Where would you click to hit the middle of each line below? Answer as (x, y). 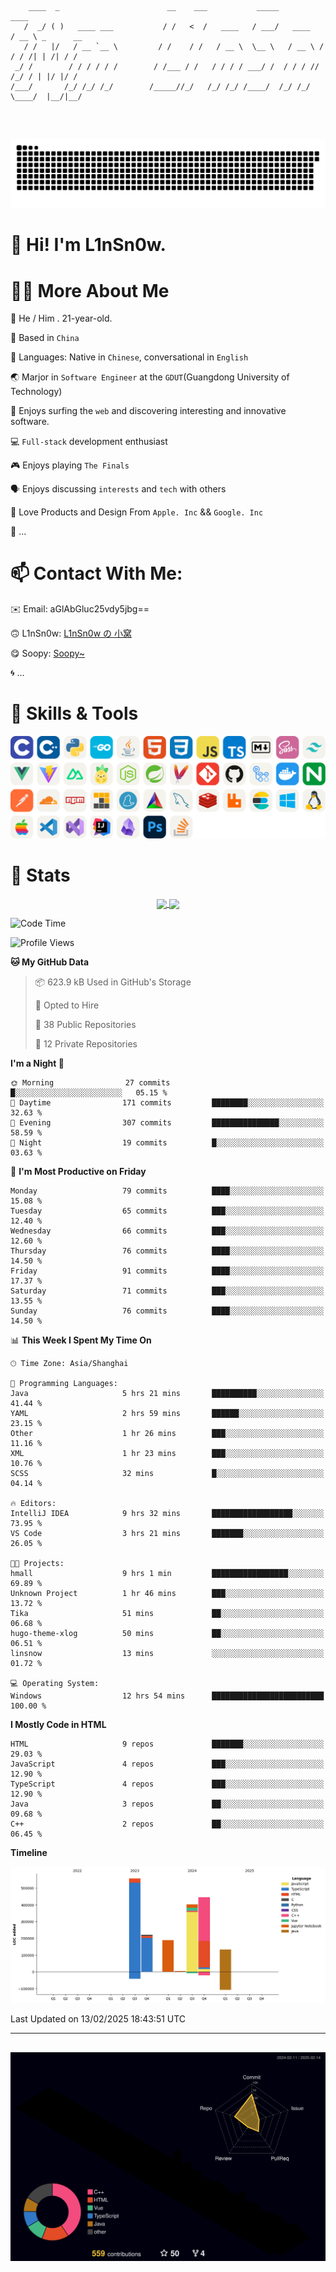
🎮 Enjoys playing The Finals (70, 465)
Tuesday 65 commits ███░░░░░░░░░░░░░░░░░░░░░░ (167, 1211)
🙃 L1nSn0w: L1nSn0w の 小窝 (71, 633)
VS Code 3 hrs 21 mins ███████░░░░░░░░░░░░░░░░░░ (167, 1534)
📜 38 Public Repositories (85, 1025)
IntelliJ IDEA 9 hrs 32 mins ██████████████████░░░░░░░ (167, 1514)
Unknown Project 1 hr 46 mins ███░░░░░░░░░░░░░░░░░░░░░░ (167, 1594)
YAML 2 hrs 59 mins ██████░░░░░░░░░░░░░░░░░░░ (167, 1414)
